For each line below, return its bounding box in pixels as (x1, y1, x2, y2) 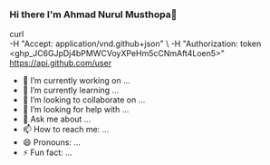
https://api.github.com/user (9, 58, 111, 69)
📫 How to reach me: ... (22, 124, 110, 135)
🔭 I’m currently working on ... (22, 75, 130, 86)
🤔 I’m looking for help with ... (22, 104, 130, 115)
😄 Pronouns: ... (22, 137, 82, 148)
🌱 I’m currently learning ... (22, 85, 120, 96)
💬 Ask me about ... (22, 113, 92, 125)
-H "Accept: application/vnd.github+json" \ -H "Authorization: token (9, 38, 262, 49)
